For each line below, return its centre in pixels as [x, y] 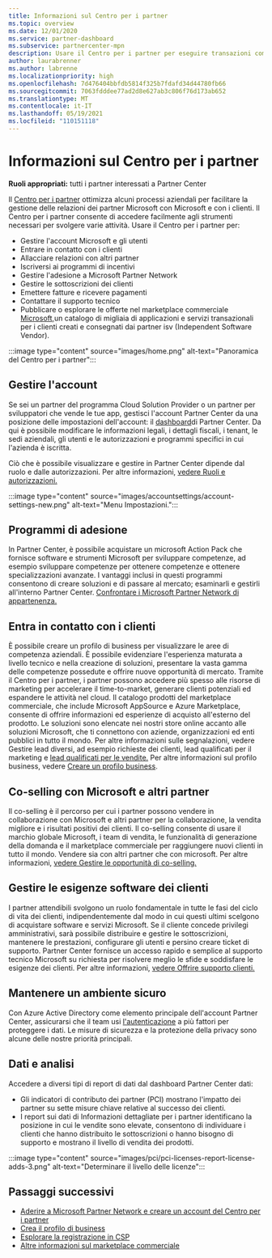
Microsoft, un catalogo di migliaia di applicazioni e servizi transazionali [136, 318]
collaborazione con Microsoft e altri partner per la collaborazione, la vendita [135, 820]
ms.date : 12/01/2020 [43, 31]
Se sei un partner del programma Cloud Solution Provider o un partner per [132, 405]
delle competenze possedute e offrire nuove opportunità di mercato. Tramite [136, 671]
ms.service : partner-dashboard [61, 38]
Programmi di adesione [68, 530]
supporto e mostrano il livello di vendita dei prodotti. [107, 1142]
